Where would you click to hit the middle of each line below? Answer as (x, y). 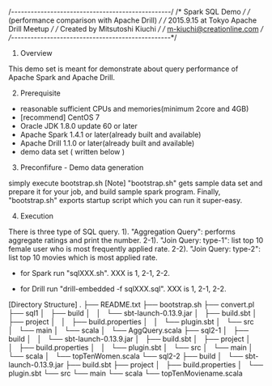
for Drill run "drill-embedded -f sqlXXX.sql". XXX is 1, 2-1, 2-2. (123, 289)
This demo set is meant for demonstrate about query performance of (123, 69)
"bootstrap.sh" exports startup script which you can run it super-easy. (125, 200)
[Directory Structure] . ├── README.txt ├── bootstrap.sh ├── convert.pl (132, 304)
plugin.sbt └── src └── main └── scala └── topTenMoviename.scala (125, 373)
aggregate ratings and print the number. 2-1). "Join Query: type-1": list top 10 (136, 240)
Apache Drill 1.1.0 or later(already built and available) (107, 143)
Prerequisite (40, 93)
